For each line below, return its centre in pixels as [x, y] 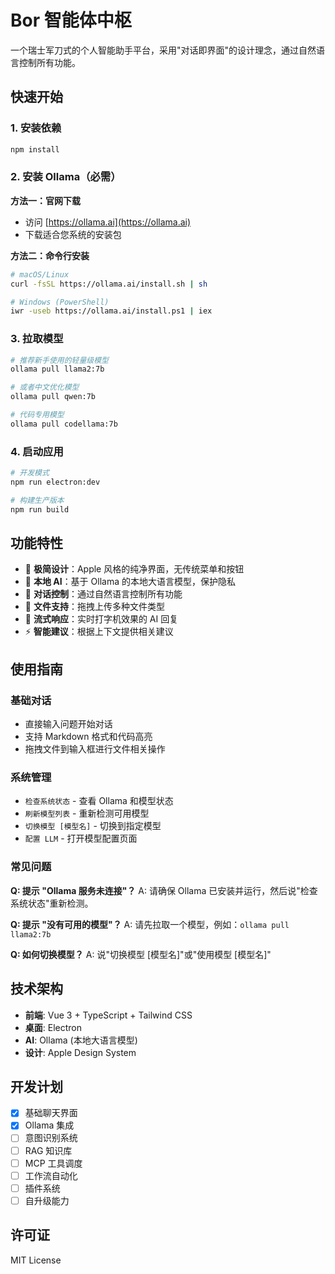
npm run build [40, 509]
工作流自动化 [51, 1175]
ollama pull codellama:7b [64, 424]
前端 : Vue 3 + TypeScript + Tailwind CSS [108, 1015]
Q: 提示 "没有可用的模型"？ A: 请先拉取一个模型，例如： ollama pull [150, 924]
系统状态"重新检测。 [52, 903]
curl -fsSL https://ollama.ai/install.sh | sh [109, 284]
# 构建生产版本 [37, 500]
